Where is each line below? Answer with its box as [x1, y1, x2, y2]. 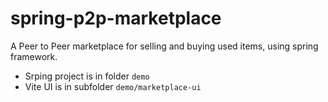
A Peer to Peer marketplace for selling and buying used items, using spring [10, 40, 319, 52]
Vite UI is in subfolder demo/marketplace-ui [24, 80, 202, 92]
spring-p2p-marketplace [10, 7, 222, 30]
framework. [10, 50, 58, 62]
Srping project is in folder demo [24, 70, 150, 82]
